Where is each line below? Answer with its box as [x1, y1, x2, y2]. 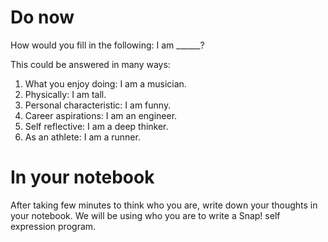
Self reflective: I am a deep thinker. [24, 120, 169, 132]
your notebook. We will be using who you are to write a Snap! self [10, 209, 281, 221]
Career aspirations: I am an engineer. [24, 109, 178, 121]
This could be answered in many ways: [10, 58, 171, 70]
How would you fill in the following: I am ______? [10, 39, 205, 51]
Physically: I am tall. [24, 88, 107, 100]
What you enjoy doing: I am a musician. [24, 77, 187, 90]
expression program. [10, 220, 97, 232]
